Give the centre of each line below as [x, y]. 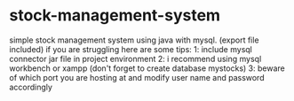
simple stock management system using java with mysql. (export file [134, 40]
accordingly [31, 87]
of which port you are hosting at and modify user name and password [137, 77]
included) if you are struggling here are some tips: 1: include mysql [131, 49]
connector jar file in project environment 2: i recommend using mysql [135, 58]
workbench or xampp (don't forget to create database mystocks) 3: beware [147, 68]
